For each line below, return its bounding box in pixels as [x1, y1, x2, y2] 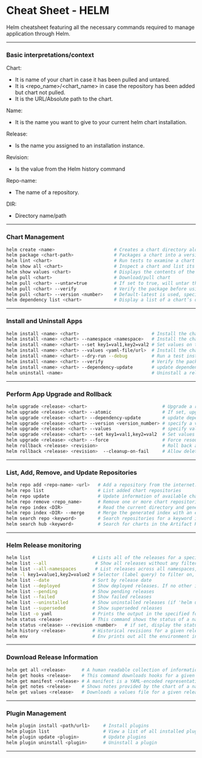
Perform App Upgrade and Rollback [6, 390, 112, 398]
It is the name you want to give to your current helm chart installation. [14, 119, 188, 126]
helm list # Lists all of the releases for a [6, 555, 182, 561]
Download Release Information [6, 653, 98, 662]
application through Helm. [6, 30, 70, 37]
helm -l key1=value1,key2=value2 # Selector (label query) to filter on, [6, 571, 195, 578]
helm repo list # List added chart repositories [6, 487, 182, 493]
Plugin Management [6, 709, 67, 718]
